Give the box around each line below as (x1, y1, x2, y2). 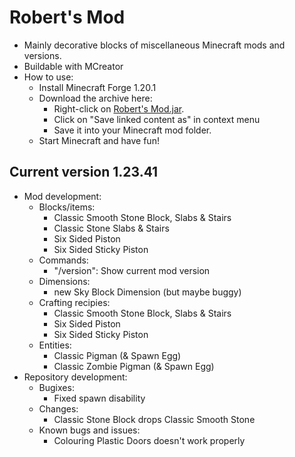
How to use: (23, 71, 74, 83)
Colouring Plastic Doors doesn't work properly (53, 434, 246, 446)
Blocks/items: (38, 201, 96, 213)
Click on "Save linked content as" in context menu (53, 113, 261, 125)
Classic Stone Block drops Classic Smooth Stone (53, 413, 256, 425)
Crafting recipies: (38, 296, 111, 308)
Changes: (38, 402, 79, 415)
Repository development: (23, 371, 128, 383)
